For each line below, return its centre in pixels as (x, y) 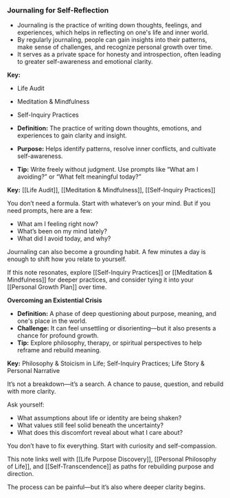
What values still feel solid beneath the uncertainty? (90, 425)
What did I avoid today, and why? (64, 238)
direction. (21, 474)
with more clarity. (32, 392)
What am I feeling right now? (57, 224)
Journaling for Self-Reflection (58, 10)
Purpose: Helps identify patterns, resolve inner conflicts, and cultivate (116, 149)
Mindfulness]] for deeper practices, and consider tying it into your (101, 280)
